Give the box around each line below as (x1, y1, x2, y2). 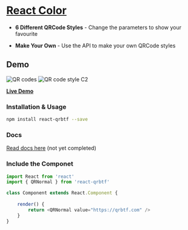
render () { (17, 201, 45, 208)
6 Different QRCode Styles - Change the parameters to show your (15, 24, 182, 31)
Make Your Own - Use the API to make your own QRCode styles (15, 42, 176, 49)
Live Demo (6, 87, 34, 95)
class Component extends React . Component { (6, 190, 118, 196)
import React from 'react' (6, 174, 75, 180)
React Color (6, 4, 67, 18)
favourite (15, 30, 38, 37)
